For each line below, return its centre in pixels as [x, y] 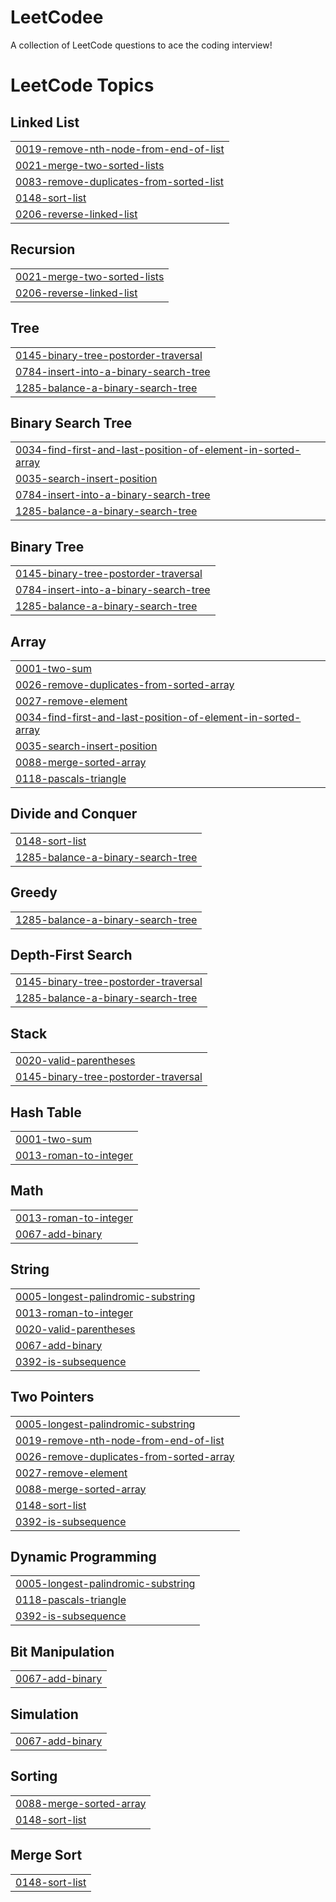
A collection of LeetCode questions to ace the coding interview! [141, 45]
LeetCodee [57, 17]
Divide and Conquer [74, 814]
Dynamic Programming [83, 1556]
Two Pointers [52, 1397]
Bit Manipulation [62, 1651]
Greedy [34, 892]
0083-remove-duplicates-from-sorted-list [119, 181]
